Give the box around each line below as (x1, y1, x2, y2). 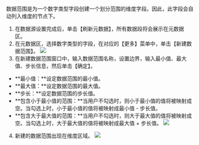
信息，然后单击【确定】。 (35, 62, 96, 70)
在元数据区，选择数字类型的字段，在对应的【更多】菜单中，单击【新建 (14, 40, 187, 47)
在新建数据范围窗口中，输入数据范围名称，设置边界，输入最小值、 (14, 55, 176, 62)
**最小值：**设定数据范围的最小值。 (14, 75, 104, 82)
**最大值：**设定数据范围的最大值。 (14, 83, 104, 89)
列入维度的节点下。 (11, 12, 58, 20)
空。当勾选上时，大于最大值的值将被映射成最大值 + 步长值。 (14, 119, 162, 127)
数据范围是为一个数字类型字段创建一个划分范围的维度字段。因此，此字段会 (6, 5, 188, 12)
